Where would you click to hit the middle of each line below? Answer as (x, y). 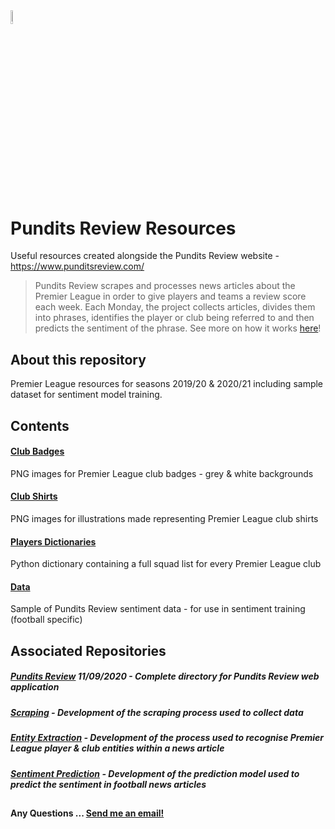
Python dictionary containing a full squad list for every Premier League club (166, 564)
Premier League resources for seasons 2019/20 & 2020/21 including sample (167, 384)
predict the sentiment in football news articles (108, 784)
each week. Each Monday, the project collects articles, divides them (175, 307)
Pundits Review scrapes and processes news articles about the (165, 286)
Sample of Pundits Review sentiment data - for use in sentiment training (158, 609)
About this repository (78, 359)
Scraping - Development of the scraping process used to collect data (157, 712)
